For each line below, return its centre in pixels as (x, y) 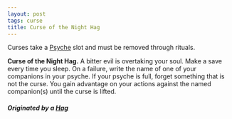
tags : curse (25, 21)
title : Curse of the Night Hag (54, 27)
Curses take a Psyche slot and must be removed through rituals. (101, 48)
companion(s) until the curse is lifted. (62, 92)
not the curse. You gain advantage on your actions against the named (109, 84)
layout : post (27, 14)
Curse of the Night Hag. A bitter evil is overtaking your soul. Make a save (115, 61)
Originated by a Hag (38, 108)
